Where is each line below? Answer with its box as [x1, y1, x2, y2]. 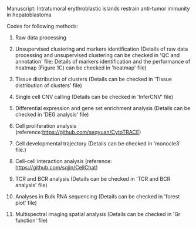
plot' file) [15, 200, 37, 206]
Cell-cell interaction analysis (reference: [15, 158, 112, 164]
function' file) [15, 217, 48, 224]
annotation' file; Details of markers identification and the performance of [15, 58, 191, 65]
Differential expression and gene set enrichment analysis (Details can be [15, 105, 191, 111]
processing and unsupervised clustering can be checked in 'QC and [15, 52, 180, 58]
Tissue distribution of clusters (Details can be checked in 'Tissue [15, 76, 173, 82]
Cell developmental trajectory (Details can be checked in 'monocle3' [15, 140, 181, 147]
